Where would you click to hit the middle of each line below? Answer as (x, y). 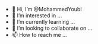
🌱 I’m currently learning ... (43, 22)
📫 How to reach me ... (39, 35)
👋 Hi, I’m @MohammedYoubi (47, 9)
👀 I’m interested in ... (37, 15)
